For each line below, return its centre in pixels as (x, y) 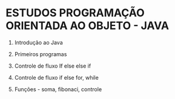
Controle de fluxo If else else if (53, 66)
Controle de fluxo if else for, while (57, 77)
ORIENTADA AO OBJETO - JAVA (87, 26)
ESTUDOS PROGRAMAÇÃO (75, 13)
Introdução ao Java (38, 42)
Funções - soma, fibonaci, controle (58, 89)
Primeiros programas (41, 54)
